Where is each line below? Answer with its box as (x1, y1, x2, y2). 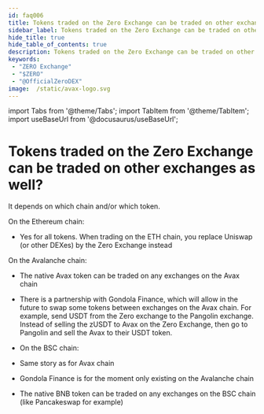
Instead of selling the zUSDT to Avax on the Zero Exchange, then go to (19, 320, 248, 329)
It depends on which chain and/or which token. (8, 201, 161, 211)
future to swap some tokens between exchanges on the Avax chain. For (19, 303, 251, 312)
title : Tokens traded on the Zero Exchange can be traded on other (8, 19, 234, 27)
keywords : (8, 56, 41, 64)
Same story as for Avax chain (19, 359, 115, 368)
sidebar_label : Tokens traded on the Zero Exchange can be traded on (8, 26, 241, 34)
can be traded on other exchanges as (8, 159, 256, 177)
